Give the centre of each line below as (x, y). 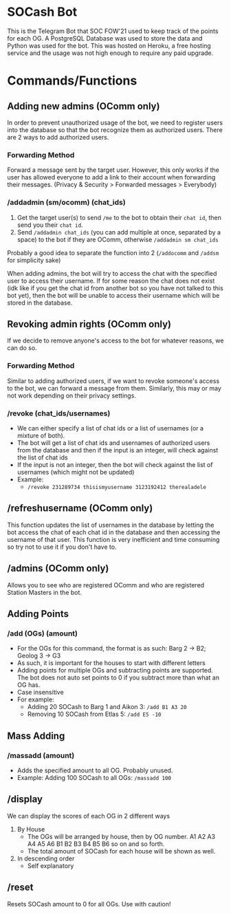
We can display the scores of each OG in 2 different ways (89, 816)
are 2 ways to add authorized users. (58, 137)
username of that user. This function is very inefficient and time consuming (113, 539)
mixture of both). (41, 435)
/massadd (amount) (41, 755)
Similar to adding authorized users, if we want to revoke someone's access (113, 381)
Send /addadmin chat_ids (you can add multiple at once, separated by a (119, 232)
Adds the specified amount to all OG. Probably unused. (95, 770)
